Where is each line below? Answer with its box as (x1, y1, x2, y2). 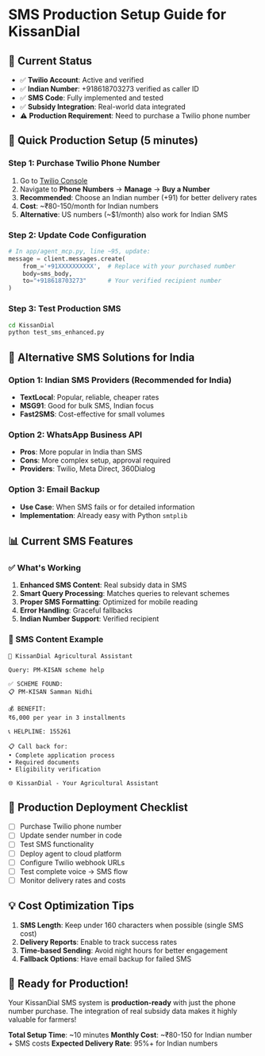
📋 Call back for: (8, 742, 68, 750)
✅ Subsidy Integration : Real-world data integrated (19, 102, 186, 111)
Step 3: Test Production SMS (8, 304, 121, 315)
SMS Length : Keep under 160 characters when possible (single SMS (19, 920, 244, 930)
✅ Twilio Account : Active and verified (19, 75, 144, 84)
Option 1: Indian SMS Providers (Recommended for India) (8, 374, 232, 385)
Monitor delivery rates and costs (19, 876, 126, 885)
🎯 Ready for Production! (8, 977, 129, 990)
